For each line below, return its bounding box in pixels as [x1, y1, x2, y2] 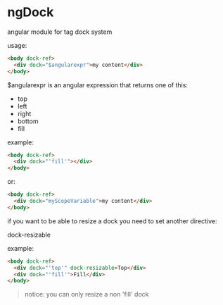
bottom [17, 117, 39, 125]
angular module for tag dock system [7, 27, 113, 36]
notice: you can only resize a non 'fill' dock [24, 290, 149, 299]
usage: [7, 41, 27, 49]
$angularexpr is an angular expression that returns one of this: [7, 80, 189, 89]
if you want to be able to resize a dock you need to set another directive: [7, 216, 217, 225]
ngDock [7, 4, 54, 20]
